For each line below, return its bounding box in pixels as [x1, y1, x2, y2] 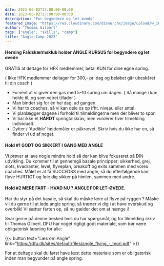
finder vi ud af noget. [12, 131, 55, 137]
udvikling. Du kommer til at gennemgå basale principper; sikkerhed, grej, [5, 158, 151, 164]
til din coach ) [5, 80, 33, 86]
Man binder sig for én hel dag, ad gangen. [12, 100, 97, 106]
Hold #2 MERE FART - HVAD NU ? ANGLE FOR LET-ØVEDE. [5, 185, 125, 191]
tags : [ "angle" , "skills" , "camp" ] [5, 30, 78, 35]
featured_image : [5, 20, 38, 26]
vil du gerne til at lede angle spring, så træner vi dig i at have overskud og [5, 201, 153, 207]
